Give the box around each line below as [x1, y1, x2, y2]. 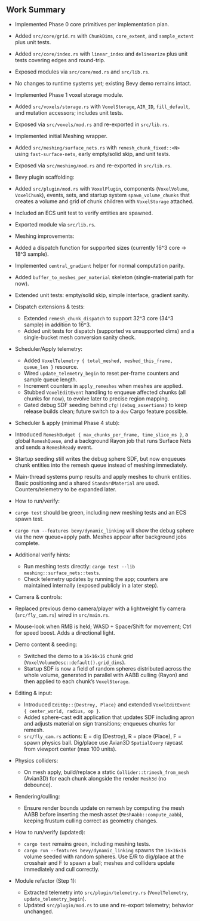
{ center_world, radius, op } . [23, 707, 101, 714]
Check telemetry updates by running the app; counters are [23, 575, 168, 582]
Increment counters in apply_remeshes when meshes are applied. [23, 382, 183, 389]
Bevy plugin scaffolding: [14, 173, 75, 180]
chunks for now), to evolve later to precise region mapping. [23, 394, 170, 402]
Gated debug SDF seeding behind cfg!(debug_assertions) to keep [23, 401, 187, 408]
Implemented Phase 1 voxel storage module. [14, 91, 124, 98]
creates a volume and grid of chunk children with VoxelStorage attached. [14, 197, 194, 205]
